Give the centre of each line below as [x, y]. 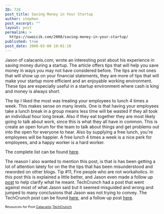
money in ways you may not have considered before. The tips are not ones [81, 70]
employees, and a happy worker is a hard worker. [55, 142]
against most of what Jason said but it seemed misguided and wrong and [79, 187]
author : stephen [22, 19]
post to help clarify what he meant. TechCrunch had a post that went [75, 182]
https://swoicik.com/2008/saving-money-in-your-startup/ [69, 37]
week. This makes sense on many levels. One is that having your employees [82, 106]
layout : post [18, 28]
